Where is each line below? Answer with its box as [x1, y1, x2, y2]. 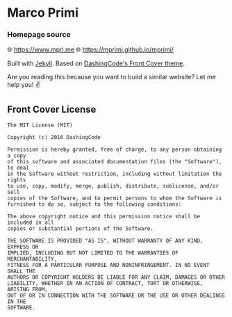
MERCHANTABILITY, [7, 256, 58, 263]
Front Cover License [7, 103, 97, 115]
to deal [7, 165, 30, 172]
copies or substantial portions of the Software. [7, 225, 154, 232]
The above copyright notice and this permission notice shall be [7, 213, 200, 220]
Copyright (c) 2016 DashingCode [7, 134, 101, 141]
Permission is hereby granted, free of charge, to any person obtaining [7, 146, 222, 154]
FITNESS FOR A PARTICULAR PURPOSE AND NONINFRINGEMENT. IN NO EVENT [7, 262, 210, 269]
